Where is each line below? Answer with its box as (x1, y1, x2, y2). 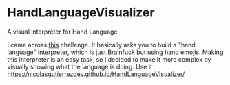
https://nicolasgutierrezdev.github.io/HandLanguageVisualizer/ (7, 70, 185, 78)
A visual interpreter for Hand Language (7, 27, 118, 36)
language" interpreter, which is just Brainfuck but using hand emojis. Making (7, 48, 224, 56)
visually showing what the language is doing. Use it (7, 62, 153, 71)
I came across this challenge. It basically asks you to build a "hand (7, 40, 196, 49)
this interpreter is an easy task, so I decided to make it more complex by (7, 55, 211, 63)
